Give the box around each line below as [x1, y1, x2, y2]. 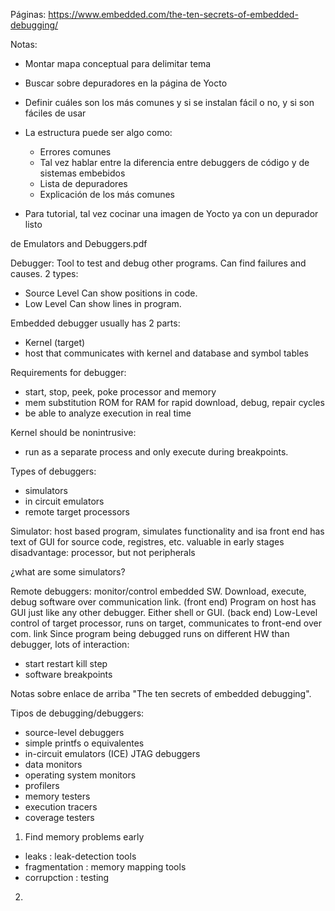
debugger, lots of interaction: [10, 639, 130, 650]
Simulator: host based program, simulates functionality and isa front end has [10, 525, 325, 537]
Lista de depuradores [39, 178, 128, 189]
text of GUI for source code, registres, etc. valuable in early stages [10, 536, 285, 548]
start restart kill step [24, 658, 108, 669]
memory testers [24, 790, 91, 802]
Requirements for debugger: [10, 367, 127, 378]
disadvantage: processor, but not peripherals [10, 547, 196, 558]
